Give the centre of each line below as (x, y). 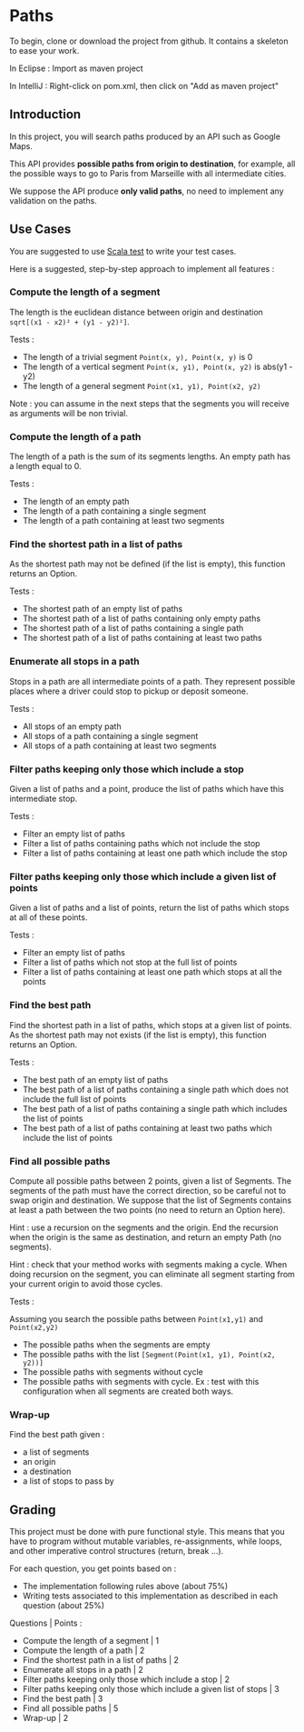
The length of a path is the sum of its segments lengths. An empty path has (150, 456)
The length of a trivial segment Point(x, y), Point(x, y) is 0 (137, 356)
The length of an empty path (76, 502)
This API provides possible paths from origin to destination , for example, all (152, 164)
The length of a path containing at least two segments (123, 521)
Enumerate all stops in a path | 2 (83, 1670)
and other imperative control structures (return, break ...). (117, 1551)
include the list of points (68, 1137)
